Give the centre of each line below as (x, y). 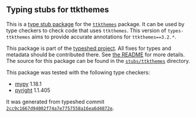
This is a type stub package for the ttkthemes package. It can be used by (95, 24)
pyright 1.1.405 (32, 90)
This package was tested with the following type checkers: (78, 72)
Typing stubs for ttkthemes (58, 10)
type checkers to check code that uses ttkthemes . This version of (86, 30)
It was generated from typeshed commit (56, 102)
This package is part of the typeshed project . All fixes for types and (89, 48)
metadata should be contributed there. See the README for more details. (96, 54)
